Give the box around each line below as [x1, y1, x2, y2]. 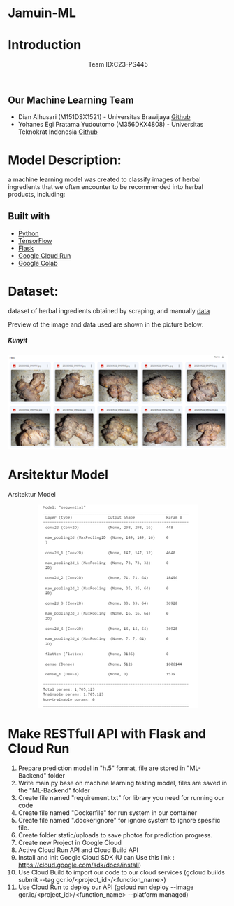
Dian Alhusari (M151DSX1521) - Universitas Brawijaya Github [17, 112, 191, 121]
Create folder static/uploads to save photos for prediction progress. [17, 830, 212, 839]
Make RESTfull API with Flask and [8, 725, 207, 741]
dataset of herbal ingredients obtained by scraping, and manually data [8, 306, 210, 315]
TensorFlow [17, 236, 52, 245]
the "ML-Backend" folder [17, 786, 90, 795]
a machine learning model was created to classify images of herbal [8, 175, 201, 184]
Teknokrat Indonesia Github [17, 128, 98, 136]
